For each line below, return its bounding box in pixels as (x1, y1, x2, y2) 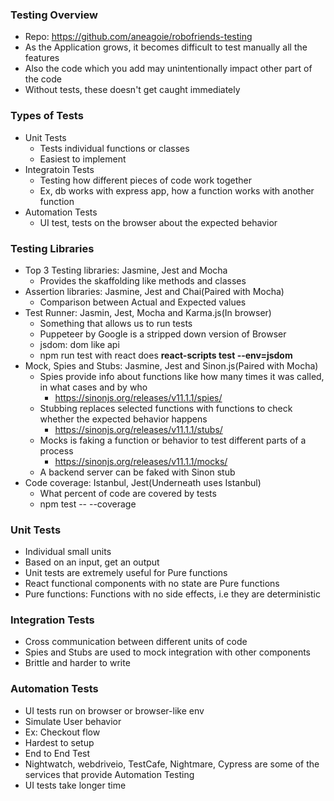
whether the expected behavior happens (39, 413, 208, 425)
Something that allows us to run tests (39, 317, 193, 329)
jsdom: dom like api (39, 338, 120, 350)
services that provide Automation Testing (24, 768, 195, 780)
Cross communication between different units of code (24, 636, 248, 648)
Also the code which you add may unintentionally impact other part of (24, 63, 313, 75)
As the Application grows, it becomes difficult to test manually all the (24, 41, 308, 53)
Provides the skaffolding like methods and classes (39, 274, 247, 287)
